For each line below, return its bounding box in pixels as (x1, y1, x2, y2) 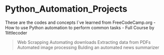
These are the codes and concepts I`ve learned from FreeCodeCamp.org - (5, 19, 156, 25)
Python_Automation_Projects (5, 3, 128, 15)
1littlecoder (5, 30, 27, 36)
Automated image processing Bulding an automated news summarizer (17, 44, 160, 50)
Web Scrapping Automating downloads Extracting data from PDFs (17, 39, 151, 45)
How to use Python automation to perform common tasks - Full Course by (5, 24, 155, 30)
